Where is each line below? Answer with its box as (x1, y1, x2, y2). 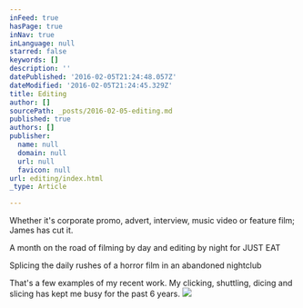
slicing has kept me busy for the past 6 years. (9, 288, 180, 300)
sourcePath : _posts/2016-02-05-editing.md (9, 106, 173, 115)
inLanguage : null (9, 38, 76, 48)
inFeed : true (9, 13, 59, 23)
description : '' (9, 65, 71, 74)
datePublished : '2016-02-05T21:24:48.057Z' (9, 73, 177, 82)
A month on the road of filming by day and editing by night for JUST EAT (9, 243, 281, 253)
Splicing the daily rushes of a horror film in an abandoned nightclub (9, 260, 262, 271)
